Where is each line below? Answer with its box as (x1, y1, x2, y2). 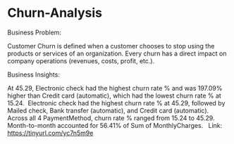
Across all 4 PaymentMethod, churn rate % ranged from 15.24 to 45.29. (7, 114, 215, 122)
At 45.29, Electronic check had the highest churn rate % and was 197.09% (7, 84, 223, 92)
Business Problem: (7, 28, 62, 37)
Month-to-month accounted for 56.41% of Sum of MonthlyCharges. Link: (7, 121, 223, 129)
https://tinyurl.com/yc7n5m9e (7, 129, 94, 137)
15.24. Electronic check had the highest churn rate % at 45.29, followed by (7, 98, 226, 107)
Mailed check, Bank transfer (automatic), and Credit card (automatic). (7, 106, 209, 114)
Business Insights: (7, 70, 60, 79)
